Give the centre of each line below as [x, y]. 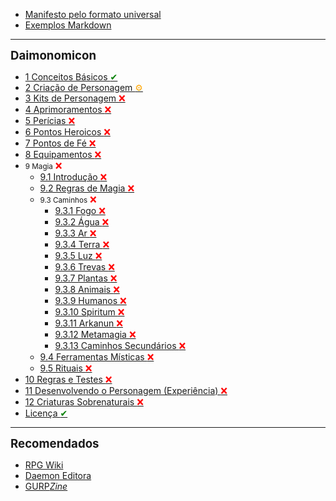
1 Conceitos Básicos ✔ [71, 77]
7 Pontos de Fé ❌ [60, 143]
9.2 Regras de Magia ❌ [87, 188]
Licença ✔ [46, 413]
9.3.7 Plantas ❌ [86, 278]
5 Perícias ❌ [50, 120]
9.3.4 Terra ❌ [82, 244]
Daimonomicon [53, 55]
